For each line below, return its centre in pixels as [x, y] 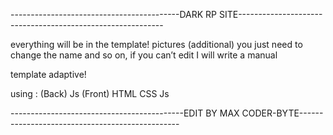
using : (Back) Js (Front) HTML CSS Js [90, 93]
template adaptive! [48, 74]
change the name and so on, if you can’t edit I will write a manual [144, 55]
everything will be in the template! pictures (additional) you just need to [156, 44]
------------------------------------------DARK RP [114, 14]
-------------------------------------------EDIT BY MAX [125, 113]
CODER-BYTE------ [282, 113]
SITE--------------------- [270, 14]
